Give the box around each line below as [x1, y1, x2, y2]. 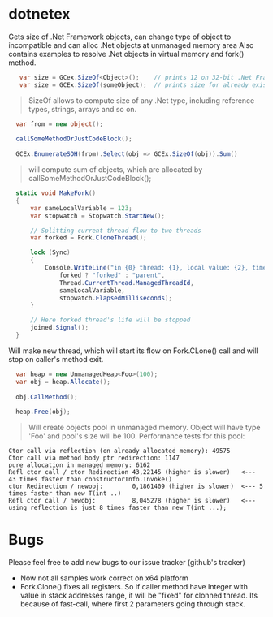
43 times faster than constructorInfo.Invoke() [8, 476, 173, 484]
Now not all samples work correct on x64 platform [19, 573, 188, 583]
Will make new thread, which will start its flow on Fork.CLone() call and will [8, 346, 258, 356]
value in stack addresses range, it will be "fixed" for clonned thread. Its [19, 590, 258, 601]
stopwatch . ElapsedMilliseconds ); [59, 294, 173, 302]
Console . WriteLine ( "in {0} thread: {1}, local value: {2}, [44, 264, 249, 272]
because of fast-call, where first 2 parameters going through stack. [19, 599, 246, 609]
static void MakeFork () [15, 189, 96, 197]
